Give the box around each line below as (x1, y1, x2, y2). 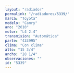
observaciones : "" (5, 56, 42, 61)
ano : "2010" (5, 25, 29, 30)
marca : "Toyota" (5, 16, 37, 21)
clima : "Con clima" (5, 43, 44, 48)
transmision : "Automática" (5, 34, 59, 39)
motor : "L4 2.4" (5, 29, 37, 34)
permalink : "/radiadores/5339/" (5, 12, 70, 16)
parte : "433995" (5, 38, 37, 43)
